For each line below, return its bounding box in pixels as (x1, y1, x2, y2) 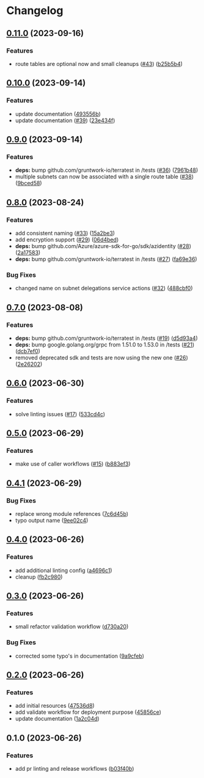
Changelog (6, 4, 64, 18)
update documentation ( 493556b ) (15, 110, 101, 117)
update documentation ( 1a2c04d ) (15, 715, 100, 722)
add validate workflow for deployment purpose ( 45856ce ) (15, 708, 162, 716)
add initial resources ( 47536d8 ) (15, 702, 95, 710)
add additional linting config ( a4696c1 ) (15, 567, 112, 574)
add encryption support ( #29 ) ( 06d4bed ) (15, 236, 119, 243)
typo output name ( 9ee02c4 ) (15, 516, 89, 524)
